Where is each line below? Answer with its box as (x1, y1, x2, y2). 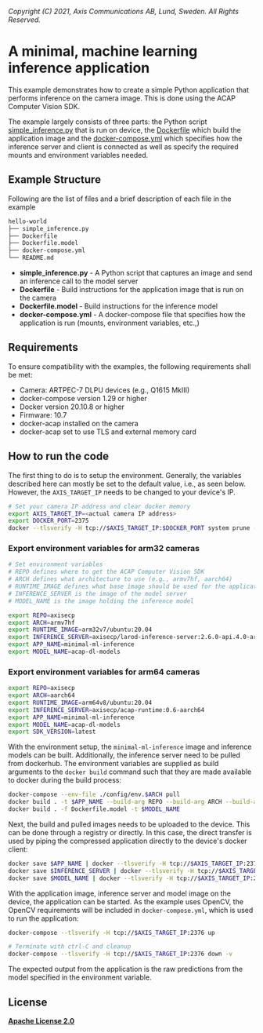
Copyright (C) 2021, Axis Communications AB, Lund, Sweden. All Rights (8, 7, 240, 16)
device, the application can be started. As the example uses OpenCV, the (8, 896, 244, 906)
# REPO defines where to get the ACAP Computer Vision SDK (8, 568, 205, 576)
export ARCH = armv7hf (8, 619, 76, 626)
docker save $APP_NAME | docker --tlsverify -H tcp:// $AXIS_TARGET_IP (8, 860, 243, 867)
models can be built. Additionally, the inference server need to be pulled (8, 750, 241, 760)
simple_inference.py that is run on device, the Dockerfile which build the (8, 125, 241, 134)
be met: (8, 370, 33, 379)
